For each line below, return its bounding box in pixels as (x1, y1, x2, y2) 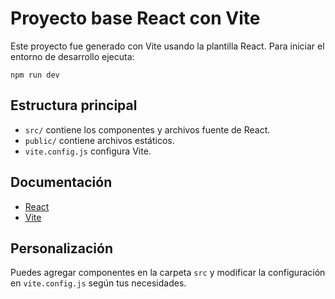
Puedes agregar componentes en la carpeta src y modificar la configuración (10, 267, 326, 279)
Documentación (10, 174, 113, 191)
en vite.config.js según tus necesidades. (10, 277, 187, 289)
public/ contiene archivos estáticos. (24, 134, 175, 146)
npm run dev (10, 70, 60, 80)
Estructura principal (10, 97, 138, 114)
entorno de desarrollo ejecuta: (10, 50, 135, 62)
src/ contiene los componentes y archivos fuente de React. (24, 123, 271, 136)
